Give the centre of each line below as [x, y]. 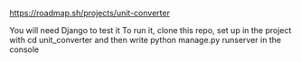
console [24, 49]
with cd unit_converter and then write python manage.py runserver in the [146, 40]
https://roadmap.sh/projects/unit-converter [89, 13]
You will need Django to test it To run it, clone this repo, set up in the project [150, 30]
